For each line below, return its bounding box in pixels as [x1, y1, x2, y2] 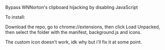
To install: [5, 14, 25, 20]
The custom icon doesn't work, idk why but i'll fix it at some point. [5, 39, 142, 45]
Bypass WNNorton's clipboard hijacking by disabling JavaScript [5, 5, 138, 10]
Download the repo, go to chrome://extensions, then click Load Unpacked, [5, 24, 160, 30]
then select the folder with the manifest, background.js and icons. [5, 29, 142, 35]
